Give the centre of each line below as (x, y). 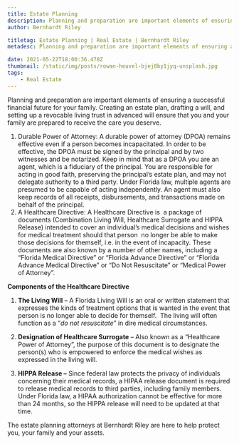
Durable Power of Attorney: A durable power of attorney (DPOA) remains (124, 136)
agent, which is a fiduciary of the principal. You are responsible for (115, 166)
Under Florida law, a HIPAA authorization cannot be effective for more (120, 396)
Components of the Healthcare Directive (68, 286)
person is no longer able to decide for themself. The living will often (117, 315)
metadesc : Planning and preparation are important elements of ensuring (117, 47)
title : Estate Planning (43, 14)
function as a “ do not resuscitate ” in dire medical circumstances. (112, 323)
